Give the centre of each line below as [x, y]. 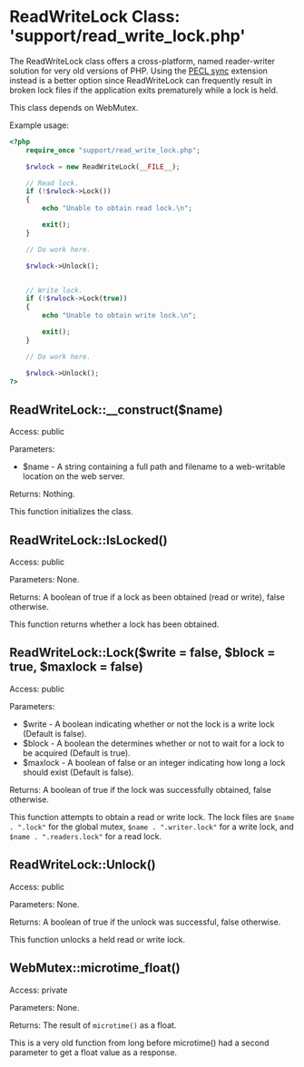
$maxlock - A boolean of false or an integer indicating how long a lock [154, 762]
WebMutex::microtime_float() [95, 968]
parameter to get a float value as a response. [93, 1052]
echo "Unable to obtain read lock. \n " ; [118, 209]
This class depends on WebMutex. [74, 107]
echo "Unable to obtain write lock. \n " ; [119, 316]
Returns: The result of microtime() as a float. [93, 1025]
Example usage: [39, 125]
